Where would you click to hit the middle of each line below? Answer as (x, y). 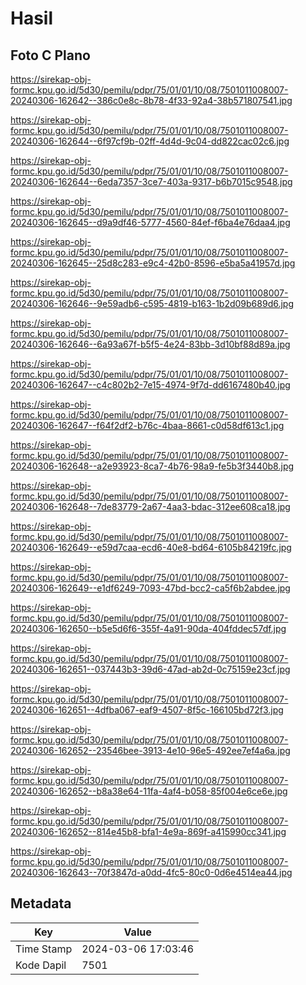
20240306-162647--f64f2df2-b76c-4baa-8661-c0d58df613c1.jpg (147, 425)
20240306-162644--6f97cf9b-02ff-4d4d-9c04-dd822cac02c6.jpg (150, 141)
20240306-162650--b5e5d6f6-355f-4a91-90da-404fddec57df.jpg (148, 628)
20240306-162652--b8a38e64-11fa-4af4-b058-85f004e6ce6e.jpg (149, 791)
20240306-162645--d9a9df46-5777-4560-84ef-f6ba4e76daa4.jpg (150, 222)
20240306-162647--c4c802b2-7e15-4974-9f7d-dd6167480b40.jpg (150, 385)
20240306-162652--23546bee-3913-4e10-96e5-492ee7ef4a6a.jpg (150, 750)
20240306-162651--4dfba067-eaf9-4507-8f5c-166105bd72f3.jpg (147, 710)
